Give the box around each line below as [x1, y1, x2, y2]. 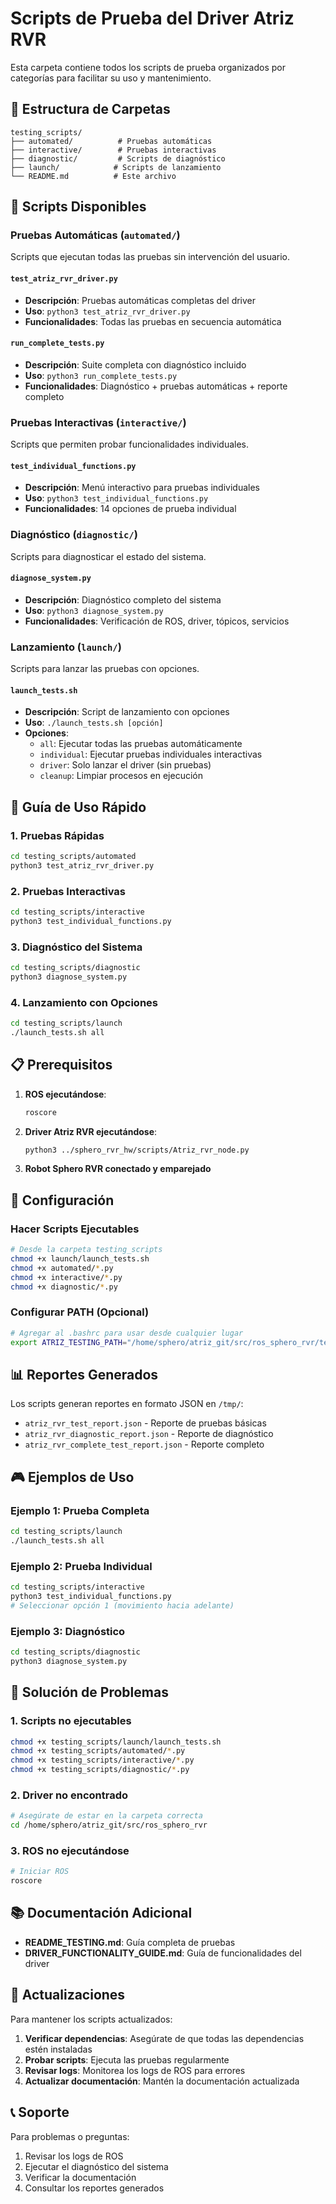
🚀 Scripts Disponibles [10, 198, 147, 216]
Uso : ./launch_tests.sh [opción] [24, 717, 164, 729]
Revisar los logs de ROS [24, 2150, 124, 2162]
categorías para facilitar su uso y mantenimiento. [10, 72, 212, 84]
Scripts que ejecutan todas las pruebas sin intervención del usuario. [10, 251, 291, 263]
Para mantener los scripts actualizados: [10, 2013, 173, 2025]
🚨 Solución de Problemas [10, 1684, 169, 1701]
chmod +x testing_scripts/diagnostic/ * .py [10, 1765, 190, 1775]
